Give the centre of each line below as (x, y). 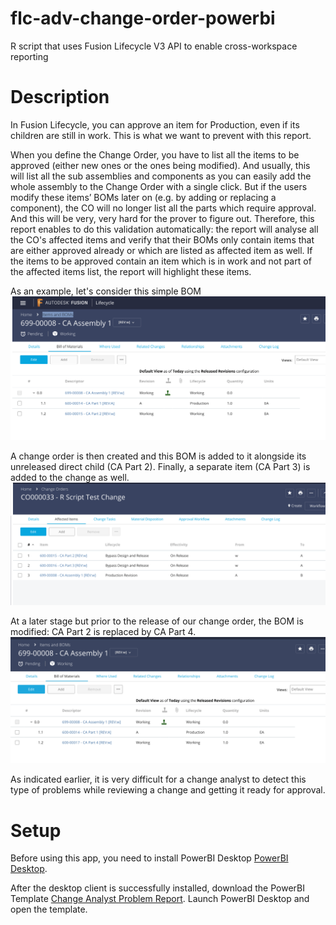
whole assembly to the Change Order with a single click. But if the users (159, 186)
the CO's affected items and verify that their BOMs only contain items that (162, 239)
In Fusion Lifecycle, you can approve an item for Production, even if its (155, 124)
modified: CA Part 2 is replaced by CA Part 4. (103, 631)
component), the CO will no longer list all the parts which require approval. (163, 208)
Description (60, 97)
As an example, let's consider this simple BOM (106, 291)
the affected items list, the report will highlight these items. (131, 271)
